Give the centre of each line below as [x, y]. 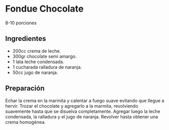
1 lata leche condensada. [38, 62]
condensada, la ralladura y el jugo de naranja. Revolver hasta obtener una [82, 116]
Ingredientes [26, 39]
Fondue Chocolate [45, 9]
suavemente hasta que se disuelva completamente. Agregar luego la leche [83, 111]
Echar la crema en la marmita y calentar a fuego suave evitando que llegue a [85, 100]
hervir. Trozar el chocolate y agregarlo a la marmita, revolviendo [72, 106]
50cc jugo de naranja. [35, 72]
